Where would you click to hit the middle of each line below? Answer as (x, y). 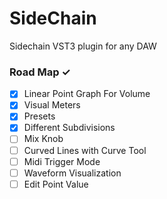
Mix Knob (43, 139)
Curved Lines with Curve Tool (85, 150)
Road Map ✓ (40, 72)
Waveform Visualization (72, 173)
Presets (39, 116)
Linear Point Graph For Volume (87, 94)
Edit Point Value (56, 184)
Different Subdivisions (69, 128)
